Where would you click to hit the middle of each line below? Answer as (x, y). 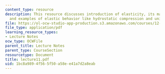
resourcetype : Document (29, 55)
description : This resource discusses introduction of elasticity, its (80, 14)
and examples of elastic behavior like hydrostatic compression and (81, 18)
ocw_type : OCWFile (24, 41)
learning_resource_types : (31, 32)
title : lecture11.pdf (27, 59)
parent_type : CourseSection (34, 50)
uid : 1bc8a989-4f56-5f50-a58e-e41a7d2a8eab (50, 64)
